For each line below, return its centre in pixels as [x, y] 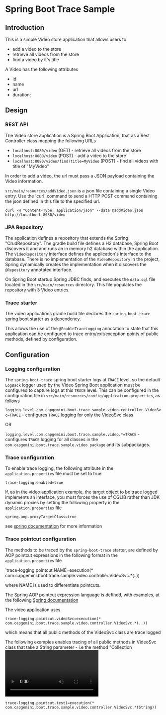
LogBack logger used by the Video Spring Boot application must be [73, 385]
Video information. [24, 181]
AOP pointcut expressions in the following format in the [62, 555]
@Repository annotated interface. [39, 269]
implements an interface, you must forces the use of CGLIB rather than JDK [83, 497]
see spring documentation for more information [54, 526]
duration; [22, 95]
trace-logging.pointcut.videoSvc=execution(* [53, 619]
